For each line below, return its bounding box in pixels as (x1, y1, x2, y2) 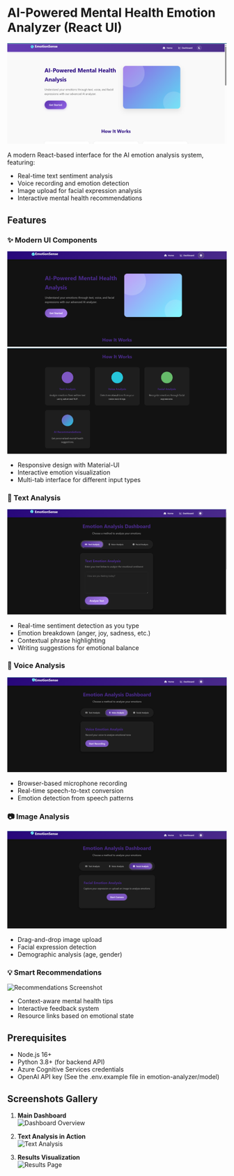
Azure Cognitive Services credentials (17, 1065, 124, 1074)
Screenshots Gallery (7, 1092, 98, 1105)
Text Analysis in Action (17, 1132, 86, 1140)
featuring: (7, 158, 36, 167)
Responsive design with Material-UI (17, 461, 120, 469)
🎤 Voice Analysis (7, 660, 65, 670)
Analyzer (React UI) (7, 20, 123, 36)
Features (7, 214, 47, 226)
